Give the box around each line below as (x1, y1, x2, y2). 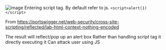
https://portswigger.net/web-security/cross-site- (17, 19, 119, 24)
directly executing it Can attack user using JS (5, 39, 101, 45)
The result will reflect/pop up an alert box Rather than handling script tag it (5, 34, 161, 39)
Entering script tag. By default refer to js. (24, 5, 110, 10)
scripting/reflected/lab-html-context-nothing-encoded (5, 24, 119, 30)
